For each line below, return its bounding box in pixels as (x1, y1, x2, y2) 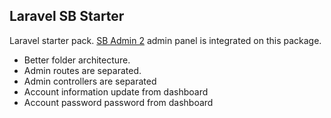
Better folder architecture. (23, 54, 131, 66)
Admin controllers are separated (23, 75, 157, 87)
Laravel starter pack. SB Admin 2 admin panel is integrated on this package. (9, 34, 322, 46)
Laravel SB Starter (9, 8, 125, 25)
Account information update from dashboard (23, 85, 209, 98)
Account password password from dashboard (23, 96, 214, 108)
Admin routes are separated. (23, 64, 142, 76)
